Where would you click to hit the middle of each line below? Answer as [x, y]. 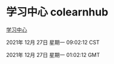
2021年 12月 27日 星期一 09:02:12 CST [53, 42]
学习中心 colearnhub [57, 12]
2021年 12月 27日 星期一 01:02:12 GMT [53, 55]
